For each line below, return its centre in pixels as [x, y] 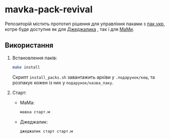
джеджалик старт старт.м [46, 131]
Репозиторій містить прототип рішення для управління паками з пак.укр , [85, 24]
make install [26, 67]
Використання [29, 46]
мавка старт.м [35, 112]
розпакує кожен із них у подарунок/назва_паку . [63, 82]
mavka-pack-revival [49, 10]
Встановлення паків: [35, 58]
